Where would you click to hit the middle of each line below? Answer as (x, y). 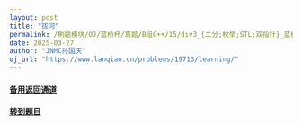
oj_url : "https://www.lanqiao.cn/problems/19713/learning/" (124, 59)
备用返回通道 (33, 89)
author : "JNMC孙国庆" (48, 51)
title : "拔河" (35, 26)
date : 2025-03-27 (42, 43)
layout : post (34, 18)
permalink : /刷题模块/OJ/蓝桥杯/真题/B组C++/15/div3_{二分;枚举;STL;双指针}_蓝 (150, 34)
